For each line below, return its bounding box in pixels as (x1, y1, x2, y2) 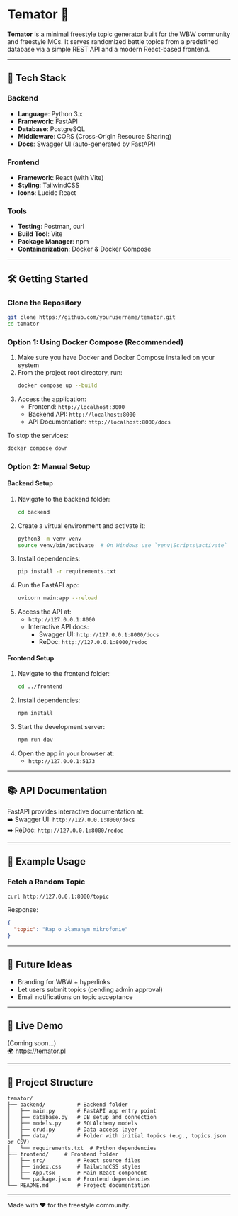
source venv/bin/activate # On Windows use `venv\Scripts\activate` (17, 541, 228, 548)
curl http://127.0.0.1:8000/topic (7, 893, 110, 900)
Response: (7, 906, 39, 914)
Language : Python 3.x (17, 109, 83, 118)
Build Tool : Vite (17, 230, 63, 238)
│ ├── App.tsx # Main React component (7, 1169, 147, 1177)
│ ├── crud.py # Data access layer (7, 1126, 138, 1133)
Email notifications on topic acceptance (17, 992, 133, 1001)
